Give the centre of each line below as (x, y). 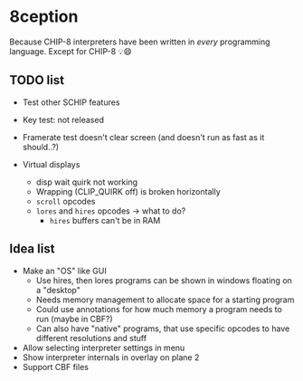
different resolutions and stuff (91, 338)
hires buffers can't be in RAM (105, 220)
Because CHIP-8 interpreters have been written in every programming (140, 42)
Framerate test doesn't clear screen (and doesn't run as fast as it (143, 137)
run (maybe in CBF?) (74, 319)
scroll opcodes (66, 201)
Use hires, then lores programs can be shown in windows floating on (164, 280)
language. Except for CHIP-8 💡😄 (71, 51)
